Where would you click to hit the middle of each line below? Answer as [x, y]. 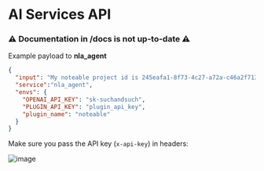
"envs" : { [31, 93]
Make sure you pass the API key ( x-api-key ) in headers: [98, 144]
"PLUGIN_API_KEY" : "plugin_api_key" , [84, 107]
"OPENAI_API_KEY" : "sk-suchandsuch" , [84, 100]
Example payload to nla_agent [58, 56]
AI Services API [60, 15]
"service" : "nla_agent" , [54, 85]
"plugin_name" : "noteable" [66, 114]
